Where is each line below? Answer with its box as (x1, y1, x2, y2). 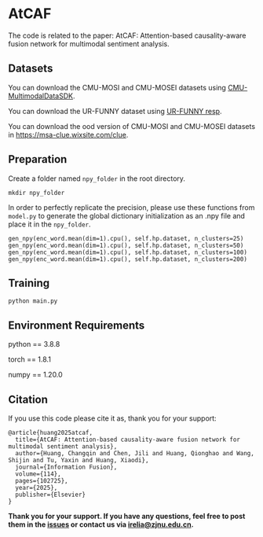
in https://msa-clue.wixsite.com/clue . (8, 130, 129, 139)
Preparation (8, 153, 68, 166)
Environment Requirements (8, 318, 145, 332)
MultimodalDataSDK (8, 91, 73, 101)
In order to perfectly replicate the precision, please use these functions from (8, 202, 255, 212)
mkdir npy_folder (8, 189, 65, 197)
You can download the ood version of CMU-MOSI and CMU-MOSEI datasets (8, 121, 256, 131)
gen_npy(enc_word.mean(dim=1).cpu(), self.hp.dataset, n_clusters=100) (8, 248, 247, 256)
